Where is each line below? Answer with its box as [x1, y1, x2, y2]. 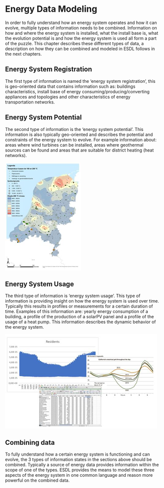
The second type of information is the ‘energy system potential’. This [5, 126, 143, 132]
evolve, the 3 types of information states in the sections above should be [5, 457, 152, 462]
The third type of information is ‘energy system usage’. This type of [5, 293, 141, 299]
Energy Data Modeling [5, 3, 97, 15]
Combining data [5, 438, 55, 447]
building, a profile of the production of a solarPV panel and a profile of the [5, 314, 154, 320]
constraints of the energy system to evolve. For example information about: [5, 136, 157, 143]
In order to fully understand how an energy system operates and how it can [5, 20, 157, 26]
